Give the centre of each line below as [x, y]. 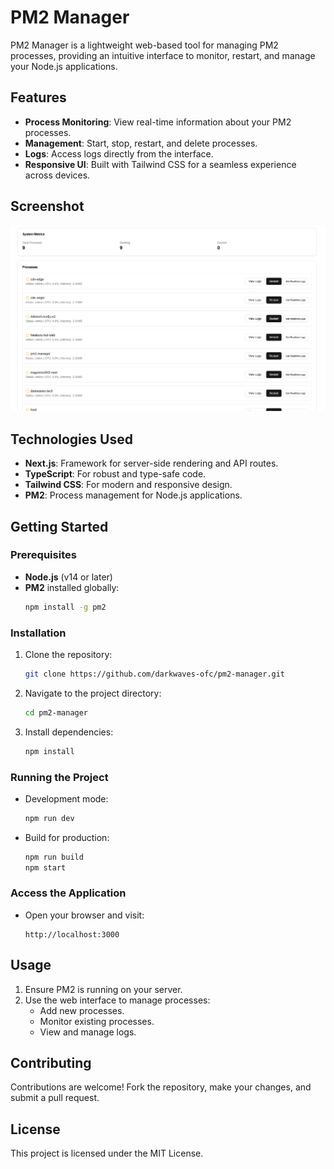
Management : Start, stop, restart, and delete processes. [141, 143]
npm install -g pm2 [65, 607]
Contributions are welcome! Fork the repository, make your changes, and [161, 1087]
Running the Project [59, 777]
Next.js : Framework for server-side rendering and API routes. [151, 463]
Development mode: [66, 798]
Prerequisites [43, 555]
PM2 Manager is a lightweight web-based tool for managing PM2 [144, 45]
